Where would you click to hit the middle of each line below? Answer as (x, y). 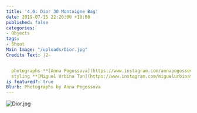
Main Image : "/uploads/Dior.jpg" (47, 50)
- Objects (18, 33)
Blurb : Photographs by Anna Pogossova (53, 87)
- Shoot (16, 44)
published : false (27, 22)
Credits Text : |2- (28, 55)
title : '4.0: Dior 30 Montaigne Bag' (52, 11)
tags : (13, 39)
